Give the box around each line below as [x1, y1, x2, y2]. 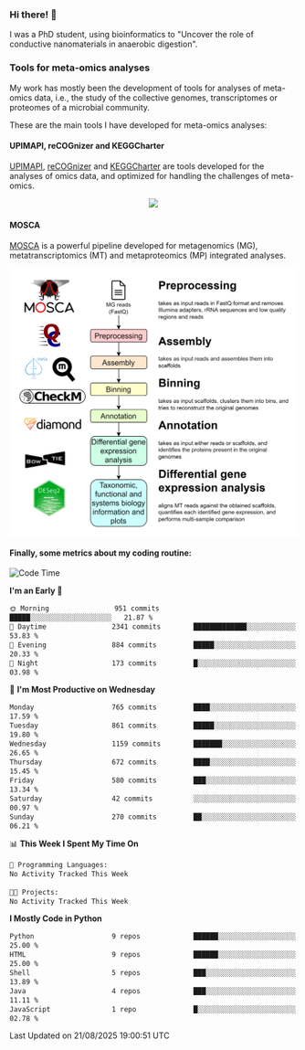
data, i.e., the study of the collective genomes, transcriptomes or [34, 91, 279, 103]
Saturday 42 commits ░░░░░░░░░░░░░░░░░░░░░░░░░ [9, 794, 297, 803]
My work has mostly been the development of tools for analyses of [9, 82, 262, 93]
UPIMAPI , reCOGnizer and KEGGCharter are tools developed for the [9, 160, 265, 172]
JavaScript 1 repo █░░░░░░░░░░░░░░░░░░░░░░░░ [9, 1005, 297, 1014]
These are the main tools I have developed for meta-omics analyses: [9, 119, 268, 131]
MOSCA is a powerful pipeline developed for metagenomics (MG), [9, 240, 258, 250]
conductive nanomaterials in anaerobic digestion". [9, 38, 198, 49]
